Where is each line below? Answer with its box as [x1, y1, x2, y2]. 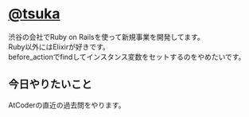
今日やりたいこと [8, 77, 92, 92]
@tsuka [8, 5, 61, 23]
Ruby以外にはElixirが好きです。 [8, 41, 110, 52]
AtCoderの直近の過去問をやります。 [8, 100, 126, 110]
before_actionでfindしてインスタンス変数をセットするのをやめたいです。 [8, 52, 246, 61]
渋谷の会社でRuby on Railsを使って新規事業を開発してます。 [8, 32, 204, 41]
